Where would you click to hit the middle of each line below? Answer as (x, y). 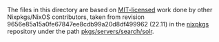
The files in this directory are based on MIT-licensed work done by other (110, 10)
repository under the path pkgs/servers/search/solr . (81, 31)
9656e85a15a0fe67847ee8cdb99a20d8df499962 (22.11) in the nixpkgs (108, 24)
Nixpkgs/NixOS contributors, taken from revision (76, 17)
